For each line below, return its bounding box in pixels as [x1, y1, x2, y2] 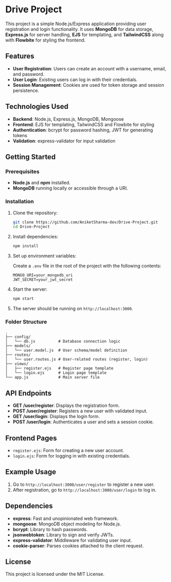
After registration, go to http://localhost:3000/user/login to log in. [12, 486, 157, 493]
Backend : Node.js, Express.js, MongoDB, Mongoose [12, 116, 124, 122]
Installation [5, 198, 34, 205]
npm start [12, 296, 34, 302]
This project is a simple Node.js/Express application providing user [5, 21, 147, 27]
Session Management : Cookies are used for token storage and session [12, 82, 164, 88]
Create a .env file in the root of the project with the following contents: [12, 263, 162, 269]
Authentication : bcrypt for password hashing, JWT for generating [12, 127, 153, 133]
